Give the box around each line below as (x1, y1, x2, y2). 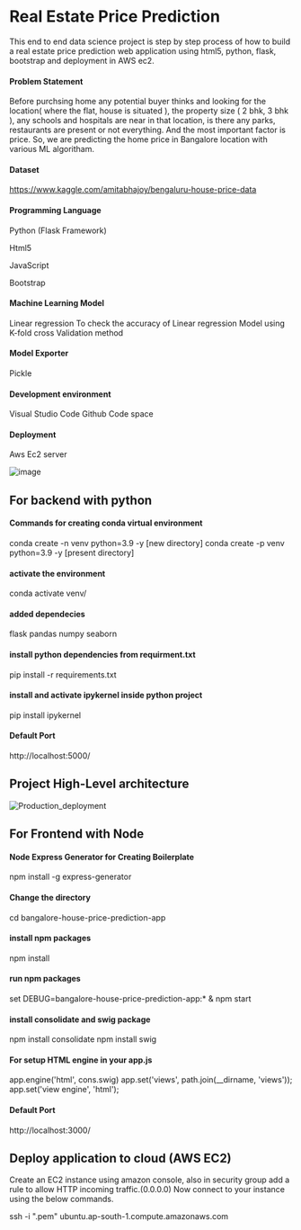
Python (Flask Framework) (9, 225, 108, 236)
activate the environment (9, 568, 106, 579)
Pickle (9, 367, 32, 379)
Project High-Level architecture (9, 777, 190, 792)
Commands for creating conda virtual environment (9, 517, 203, 528)
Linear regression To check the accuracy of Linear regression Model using (9, 318, 286, 328)
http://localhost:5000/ (9, 750, 91, 761)
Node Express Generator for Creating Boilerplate (9, 851, 195, 862)
